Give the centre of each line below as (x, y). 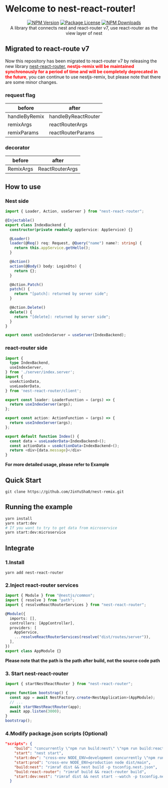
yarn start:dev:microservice (35, 533)
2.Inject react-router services (42, 585)
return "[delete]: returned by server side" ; (62, 317)
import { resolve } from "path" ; (40, 600)
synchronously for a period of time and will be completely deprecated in (81, 71)
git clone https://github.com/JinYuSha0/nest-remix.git (64, 492)
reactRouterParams (72, 133)
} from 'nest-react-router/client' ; (43, 391)
